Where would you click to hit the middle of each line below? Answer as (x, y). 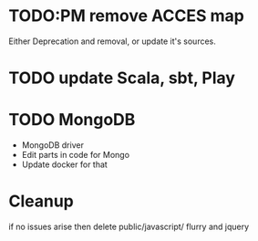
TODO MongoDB (72, 120)
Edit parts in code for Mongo (75, 155)
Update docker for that (65, 164)
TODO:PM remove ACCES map (127, 16)
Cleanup (41, 201)
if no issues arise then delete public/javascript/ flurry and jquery (129, 226)
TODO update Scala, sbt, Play (122, 78)
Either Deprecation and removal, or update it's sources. (112, 41)
